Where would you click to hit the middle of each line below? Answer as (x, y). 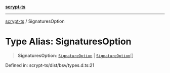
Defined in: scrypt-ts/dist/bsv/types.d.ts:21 (50, 65)
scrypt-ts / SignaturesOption (35, 21)
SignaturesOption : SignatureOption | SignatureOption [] (76, 55)
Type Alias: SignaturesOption (68, 42)
